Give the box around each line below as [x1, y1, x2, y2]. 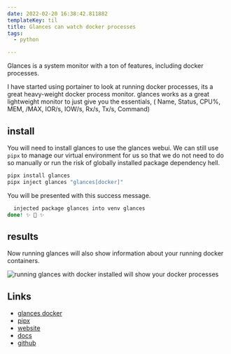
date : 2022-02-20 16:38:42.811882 [7, 10, 108, 17]
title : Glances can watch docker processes [7, 23, 136, 30]
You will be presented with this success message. [7, 191, 151, 199]
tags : [7, 29, 23, 37]
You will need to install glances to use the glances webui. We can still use [7, 143, 219, 152]
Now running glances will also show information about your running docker [7, 249, 224, 257]
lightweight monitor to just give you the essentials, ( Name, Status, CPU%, [7, 97, 221, 106]
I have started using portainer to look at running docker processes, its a [7, 83, 213, 91]
